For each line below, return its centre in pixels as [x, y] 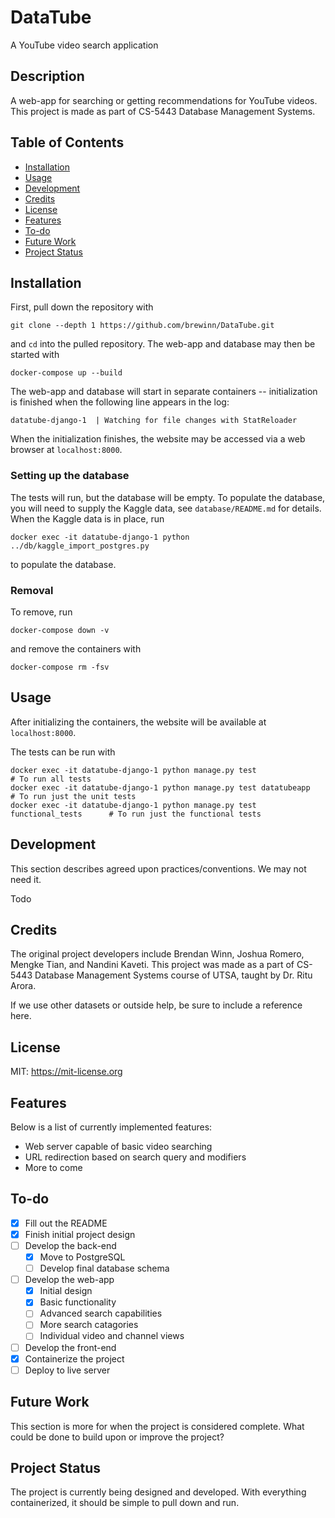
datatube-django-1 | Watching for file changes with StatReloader [154, 421]
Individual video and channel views [112, 1336]
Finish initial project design [80, 1234]
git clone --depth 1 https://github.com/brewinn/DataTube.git [142, 326]
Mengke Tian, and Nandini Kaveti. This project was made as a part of [152, 965]
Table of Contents [67, 142]
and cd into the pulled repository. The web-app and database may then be [163, 344]
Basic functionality [78, 1302]
